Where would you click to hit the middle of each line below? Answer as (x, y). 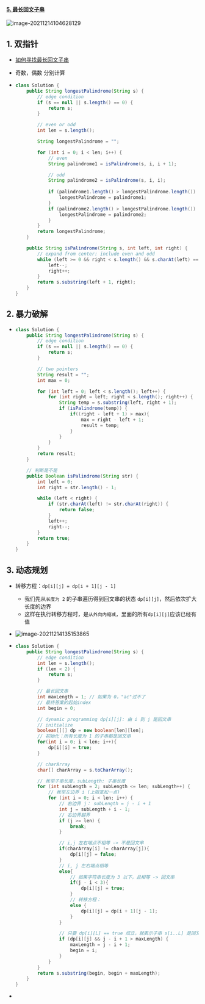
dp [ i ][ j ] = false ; (93, 855)
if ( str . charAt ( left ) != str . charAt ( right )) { (108, 504)
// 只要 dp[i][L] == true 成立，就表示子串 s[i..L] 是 (125, 933)
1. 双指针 (22, 44)
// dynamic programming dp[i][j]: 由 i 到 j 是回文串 (104, 719)
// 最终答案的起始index (64, 702)
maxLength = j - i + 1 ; (100, 945)
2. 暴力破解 (27, 314)
